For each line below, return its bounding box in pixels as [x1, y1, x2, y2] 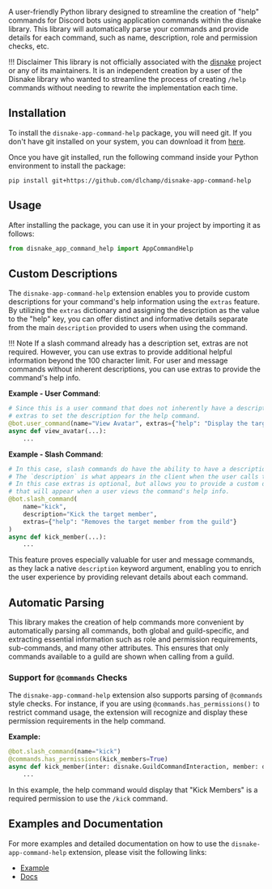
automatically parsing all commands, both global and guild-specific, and [8, 626, 249, 636]
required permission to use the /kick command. [8, 793, 168, 803]
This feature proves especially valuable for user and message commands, [8, 555, 255, 565]
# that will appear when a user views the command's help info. [8, 487, 230, 496]
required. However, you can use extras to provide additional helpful [8, 347, 232, 357]
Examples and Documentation [8, 817, 164, 831]
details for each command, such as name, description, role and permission [8, 32, 257, 42]
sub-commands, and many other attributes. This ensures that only [8, 643, 229, 653]
